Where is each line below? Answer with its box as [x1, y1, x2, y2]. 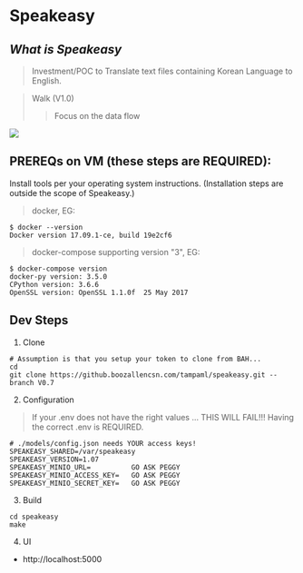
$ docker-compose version [9, 264, 107, 273]
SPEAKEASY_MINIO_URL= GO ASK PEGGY [9, 462, 181, 472]
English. [31, 75, 62, 86]
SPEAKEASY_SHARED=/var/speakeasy [9, 447, 136, 456]
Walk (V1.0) [31, 93, 74, 104]
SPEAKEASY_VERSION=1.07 [9, 455, 100, 464]
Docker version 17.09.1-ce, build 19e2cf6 [9, 231, 172, 240]
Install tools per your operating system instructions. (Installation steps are [9, 178, 284, 189]
